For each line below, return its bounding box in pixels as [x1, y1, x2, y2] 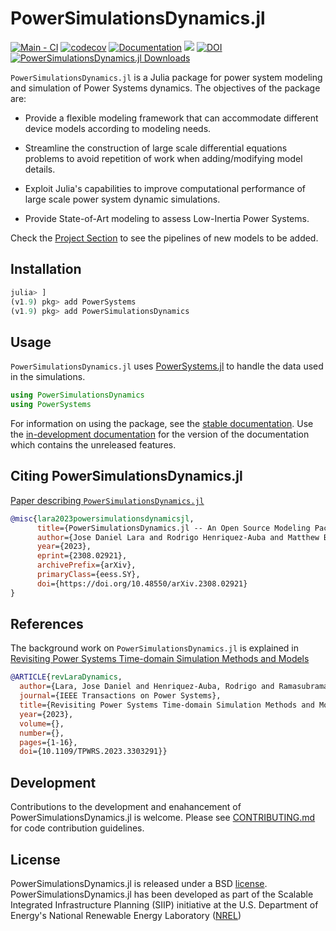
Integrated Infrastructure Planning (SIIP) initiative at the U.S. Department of [10, 898, 319, 911]
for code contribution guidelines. [10, 822, 145, 834]
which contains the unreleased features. [10, 438, 177, 451]
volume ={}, [19, 718, 65, 729]
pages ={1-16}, [19, 737, 78, 747]
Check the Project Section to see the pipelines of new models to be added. [10, 232, 319, 244]
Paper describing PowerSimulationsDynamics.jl [10, 494, 205, 506]
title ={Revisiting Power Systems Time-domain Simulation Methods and [19, 700, 315, 711]
